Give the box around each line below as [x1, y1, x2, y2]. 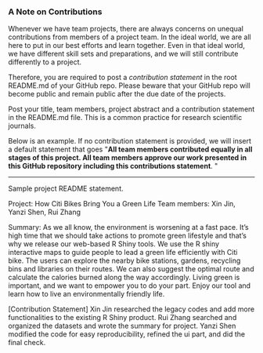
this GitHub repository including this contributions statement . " [8, 162, 218, 171]
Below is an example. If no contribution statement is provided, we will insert [8, 136, 252, 146]
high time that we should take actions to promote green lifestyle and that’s [8, 231, 247, 241]
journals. [8, 121, 37, 131]
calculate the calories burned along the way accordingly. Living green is [8, 273, 240, 282]
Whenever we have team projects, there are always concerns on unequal [8, 24, 244, 34]
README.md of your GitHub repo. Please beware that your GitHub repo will [8, 81, 250, 90]
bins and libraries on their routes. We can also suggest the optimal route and [8, 264, 254, 274]
